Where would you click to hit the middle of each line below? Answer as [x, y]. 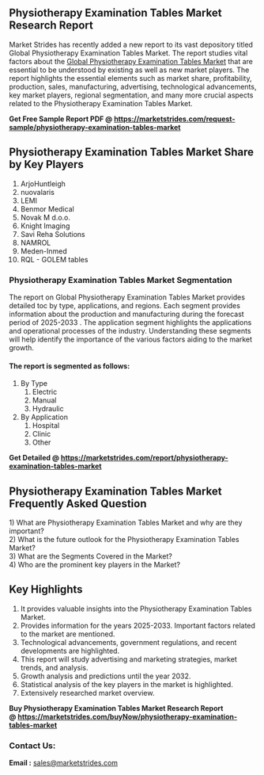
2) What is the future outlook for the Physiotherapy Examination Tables [124, 539]
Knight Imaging [45, 226]
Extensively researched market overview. [87, 693]
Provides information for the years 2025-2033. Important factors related [138, 625]
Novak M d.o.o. [45, 217]
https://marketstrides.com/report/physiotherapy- [144, 458]
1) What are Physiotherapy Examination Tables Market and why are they [126, 522]
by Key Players [46, 164]
